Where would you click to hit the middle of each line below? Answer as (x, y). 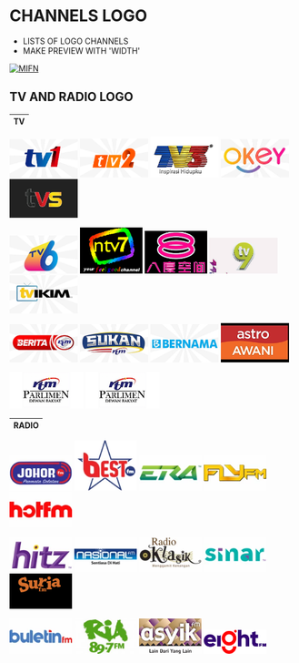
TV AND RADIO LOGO (71, 97)
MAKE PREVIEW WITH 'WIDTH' (81, 50)
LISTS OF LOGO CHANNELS (75, 41)
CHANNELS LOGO (79, 16)
